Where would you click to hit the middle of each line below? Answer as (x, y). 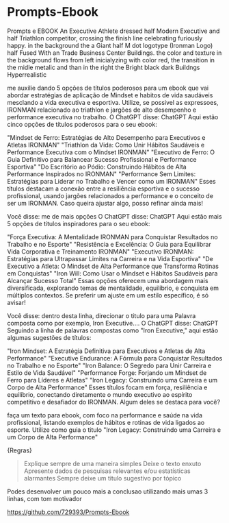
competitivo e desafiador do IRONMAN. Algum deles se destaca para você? (114, 402)
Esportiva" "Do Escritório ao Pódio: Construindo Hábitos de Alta (97, 167)
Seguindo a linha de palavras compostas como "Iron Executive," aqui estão (113, 330)
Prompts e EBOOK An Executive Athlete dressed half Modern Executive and (113, 31)
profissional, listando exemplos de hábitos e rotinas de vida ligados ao (106, 422)
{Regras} (20, 450)
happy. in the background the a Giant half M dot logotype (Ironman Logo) (110, 45)
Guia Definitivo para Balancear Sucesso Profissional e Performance (102, 159)
